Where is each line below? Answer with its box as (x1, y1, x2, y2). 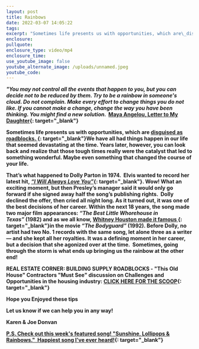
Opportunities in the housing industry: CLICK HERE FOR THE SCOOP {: (6, 278, 182, 285)
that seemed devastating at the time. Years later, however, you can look (6, 141, 186, 148)
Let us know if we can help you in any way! (6, 307, 114, 315)
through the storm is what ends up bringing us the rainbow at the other (6, 248, 184, 255)
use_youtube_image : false (6, 58, 70, 64)
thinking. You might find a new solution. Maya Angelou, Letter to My (6, 111, 178, 118)
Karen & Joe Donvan (6, 319, 57, 326)
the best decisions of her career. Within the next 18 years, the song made (6, 203, 190, 211)
